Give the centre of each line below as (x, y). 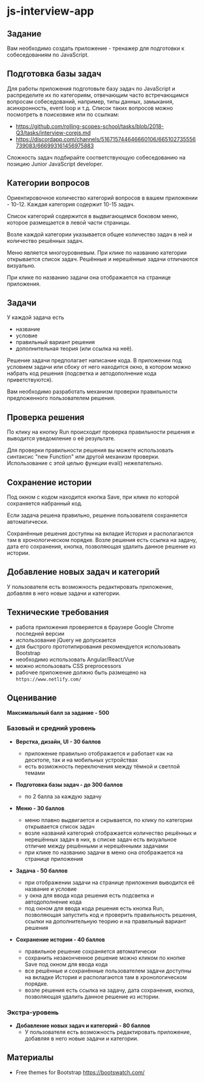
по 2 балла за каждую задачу (63, 796)
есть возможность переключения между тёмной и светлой (102, 766)
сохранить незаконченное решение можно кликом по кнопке (105, 958)
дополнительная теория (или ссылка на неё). (74, 349)
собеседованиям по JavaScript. (48, 55)
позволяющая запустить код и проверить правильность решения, (110, 915)
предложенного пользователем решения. (61, 398)
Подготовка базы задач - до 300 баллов (69, 784)
